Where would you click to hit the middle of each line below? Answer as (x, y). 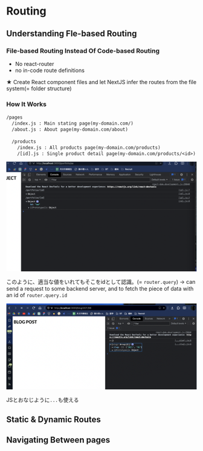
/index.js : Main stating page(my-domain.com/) (73, 123)
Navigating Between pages (58, 440)
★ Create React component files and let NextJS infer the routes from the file (101, 82)
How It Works (27, 104)
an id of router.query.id (37, 295)
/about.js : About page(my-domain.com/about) (70, 130)
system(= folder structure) (39, 88)
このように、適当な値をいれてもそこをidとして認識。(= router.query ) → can (101, 282)
